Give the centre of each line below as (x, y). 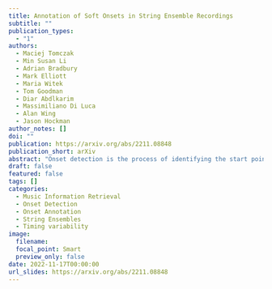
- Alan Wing (36, 114)
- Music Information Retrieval (68, 196)
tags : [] (23, 182)
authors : (23, 46)
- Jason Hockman (43, 121)
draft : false (30, 167)
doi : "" (21, 136)
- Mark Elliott (41, 76)
